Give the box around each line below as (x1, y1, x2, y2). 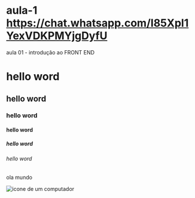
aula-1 (6, 4, 38, 17)
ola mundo (6, 173, 33, 181)
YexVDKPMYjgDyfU (6, 29, 108, 42)
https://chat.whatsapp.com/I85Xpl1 (6, 16, 189, 30)
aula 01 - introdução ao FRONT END (6, 48, 95, 56)
